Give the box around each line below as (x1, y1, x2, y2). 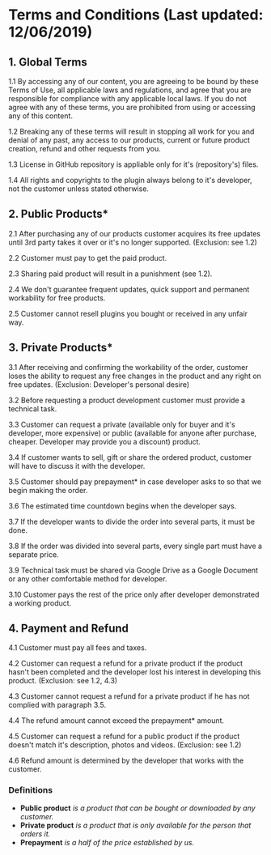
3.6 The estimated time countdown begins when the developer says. (8, 500, 237, 511)
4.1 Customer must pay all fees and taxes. (8, 643, 147, 653)
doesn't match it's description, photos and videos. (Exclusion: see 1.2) (8, 740, 242, 750)
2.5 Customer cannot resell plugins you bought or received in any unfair (8, 308, 248, 318)
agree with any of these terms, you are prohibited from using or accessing (8, 103, 256, 112)
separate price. (8, 549, 59, 559)
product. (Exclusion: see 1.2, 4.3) (8, 676, 118, 686)
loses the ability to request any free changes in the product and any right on (8, 371, 261, 381)
